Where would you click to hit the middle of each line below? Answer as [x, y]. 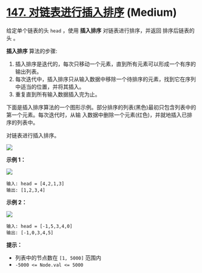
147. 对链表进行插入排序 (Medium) [92, 12]
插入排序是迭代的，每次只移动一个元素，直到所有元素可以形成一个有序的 [105, 64]
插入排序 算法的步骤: [32, 51]
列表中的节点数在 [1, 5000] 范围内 [58, 257]
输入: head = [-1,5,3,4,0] [39, 226]
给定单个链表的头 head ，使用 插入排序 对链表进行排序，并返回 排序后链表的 [101, 30]
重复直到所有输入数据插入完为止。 [58, 94]
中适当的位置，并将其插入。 [50, 86]
